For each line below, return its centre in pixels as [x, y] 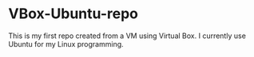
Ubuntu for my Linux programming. [66, 44]
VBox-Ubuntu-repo [73, 14]
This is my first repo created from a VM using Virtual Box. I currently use [127, 36]
